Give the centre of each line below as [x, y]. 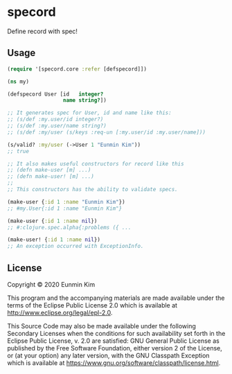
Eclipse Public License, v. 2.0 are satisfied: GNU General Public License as [113, 341]
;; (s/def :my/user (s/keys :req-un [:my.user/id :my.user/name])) [107, 132]
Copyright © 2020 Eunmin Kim [51, 284]
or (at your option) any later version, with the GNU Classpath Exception [108, 355]
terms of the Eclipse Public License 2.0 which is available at [92, 305]
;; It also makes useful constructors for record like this [96, 163]
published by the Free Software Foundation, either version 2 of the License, [115, 348]
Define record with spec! [43, 31]
